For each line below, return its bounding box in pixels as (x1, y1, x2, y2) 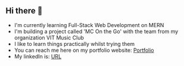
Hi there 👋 (5, 6, 43, 16)
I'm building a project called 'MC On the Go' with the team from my (14, 28, 179, 35)
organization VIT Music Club (14, 34, 85, 41)
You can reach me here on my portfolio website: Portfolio (14, 47, 154, 54)
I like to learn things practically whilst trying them (14, 40, 135, 47)
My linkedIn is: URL (14, 52, 62, 60)
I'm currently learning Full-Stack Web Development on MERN (14, 21, 164, 28)
